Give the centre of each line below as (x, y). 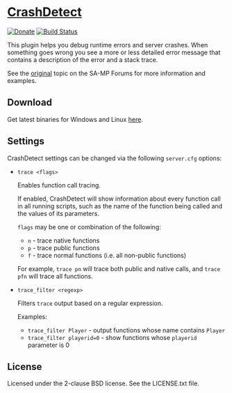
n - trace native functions (64, 240)
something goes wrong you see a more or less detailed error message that (114, 52)
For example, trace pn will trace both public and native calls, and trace (119, 268)
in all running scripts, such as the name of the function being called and (120, 206)
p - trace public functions (64, 247)
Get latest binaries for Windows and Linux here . (75, 119)
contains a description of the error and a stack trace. (83, 59)
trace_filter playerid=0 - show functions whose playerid (112, 337)
